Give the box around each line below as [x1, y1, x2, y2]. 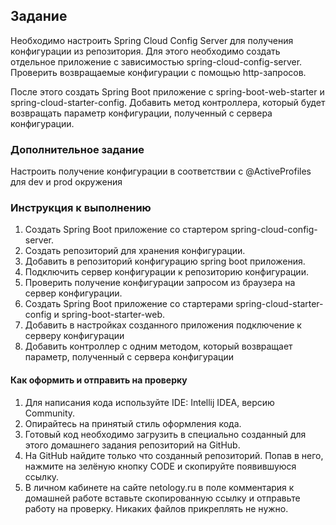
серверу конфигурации [24, 330, 125, 342]
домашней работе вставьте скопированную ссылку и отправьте [24, 492, 301, 504]
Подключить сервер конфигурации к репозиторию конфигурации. [24, 266, 309, 278]
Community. [24, 407, 76, 419]
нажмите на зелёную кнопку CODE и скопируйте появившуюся [24, 460, 297, 472]
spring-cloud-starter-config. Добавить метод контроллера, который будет [10, 96, 326, 108]
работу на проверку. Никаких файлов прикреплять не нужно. [24, 502, 289, 514]
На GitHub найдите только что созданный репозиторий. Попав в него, [24, 449, 324, 461]
